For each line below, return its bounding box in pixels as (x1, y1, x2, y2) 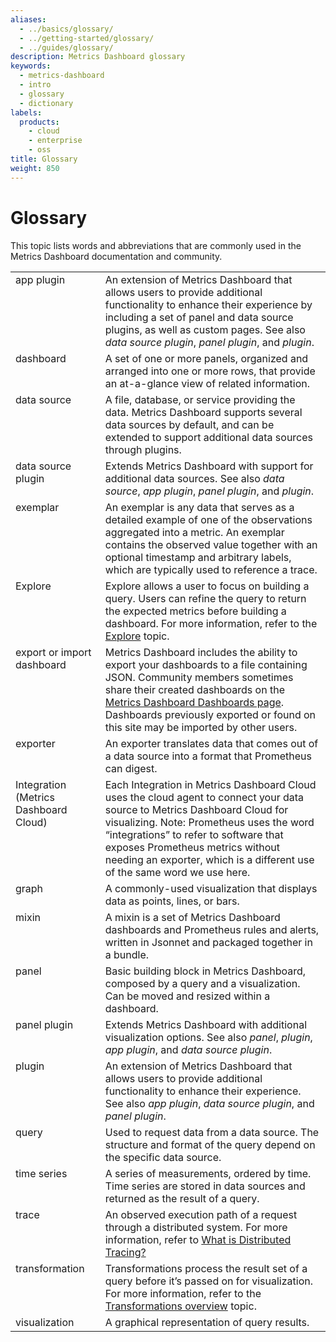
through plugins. (104, 442, 182, 456)
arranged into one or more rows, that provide (104, 364, 316, 378)
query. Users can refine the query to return (104, 591, 307, 605)
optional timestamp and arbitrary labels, (104, 550, 292, 564)
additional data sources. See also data (104, 471, 285, 485)
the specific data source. (104, 1150, 222, 1164)
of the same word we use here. (104, 865, 251, 879)
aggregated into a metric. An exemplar (104, 525, 285, 539)
